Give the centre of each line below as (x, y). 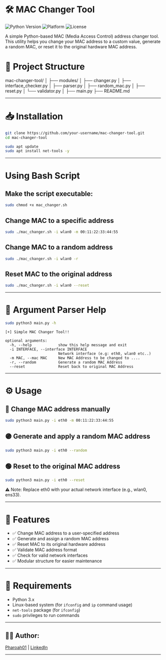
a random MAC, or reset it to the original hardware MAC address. (71, 46)
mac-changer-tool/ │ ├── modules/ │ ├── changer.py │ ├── (68, 80)
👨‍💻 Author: (22, 636)
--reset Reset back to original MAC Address (72, 367)
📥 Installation (34, 116)
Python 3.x (23, 600)
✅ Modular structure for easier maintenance (57, 561)
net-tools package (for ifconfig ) (46, 610)
